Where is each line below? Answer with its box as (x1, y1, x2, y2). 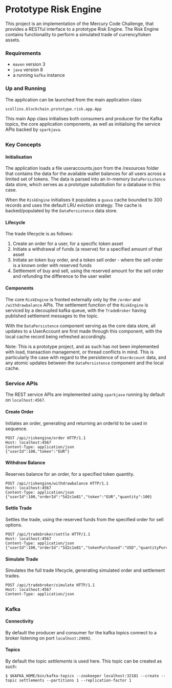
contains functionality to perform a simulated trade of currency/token (5, 31, 151, 37)
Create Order (5, 408, 34, 415)
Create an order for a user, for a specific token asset (12, 240, 123, 247)
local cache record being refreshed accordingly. (5, 334, 107, 340)
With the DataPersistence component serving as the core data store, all (5, 322, 156, 328)
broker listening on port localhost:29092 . (5, 635, 92, 641)
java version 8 (12, 66, 44, 73)
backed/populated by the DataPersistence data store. (5, 208, 118, 214)
